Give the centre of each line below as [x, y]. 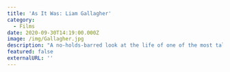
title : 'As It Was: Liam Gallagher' [59, 13]
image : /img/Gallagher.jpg [46, 39]
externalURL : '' [30, 58]
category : [21, 20]
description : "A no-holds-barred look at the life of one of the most [110, 45]
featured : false [30, 52]
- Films [24, 26]
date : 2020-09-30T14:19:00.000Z [53, 33]
